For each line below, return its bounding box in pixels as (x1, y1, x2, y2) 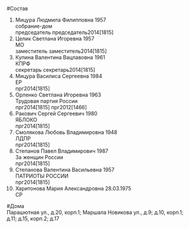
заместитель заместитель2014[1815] (15, 48, 107, 55)
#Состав (6, 5, 28, 12)
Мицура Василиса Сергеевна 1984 (15, 73, 102, 79)
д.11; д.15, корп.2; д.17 (6, 215, 59, 222)
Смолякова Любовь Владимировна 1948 (15, 129, 118, 136)
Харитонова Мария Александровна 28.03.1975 (15, 185, 131, 192)
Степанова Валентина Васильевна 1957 (15, 166, 115, 173)
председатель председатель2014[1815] (15, 29, 114, 36)
